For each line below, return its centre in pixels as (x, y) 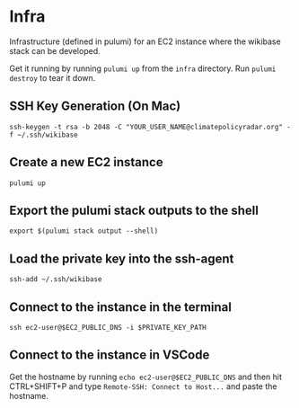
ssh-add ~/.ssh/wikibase (56, 279)
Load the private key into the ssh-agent (122, 258)
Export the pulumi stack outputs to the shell (134, 210)
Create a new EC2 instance (86, 162)
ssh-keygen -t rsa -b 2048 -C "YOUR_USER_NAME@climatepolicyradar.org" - (150, 127)
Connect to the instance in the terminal (120, 307)
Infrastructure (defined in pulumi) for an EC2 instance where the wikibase (145, 41)
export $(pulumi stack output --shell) (84, 231)
